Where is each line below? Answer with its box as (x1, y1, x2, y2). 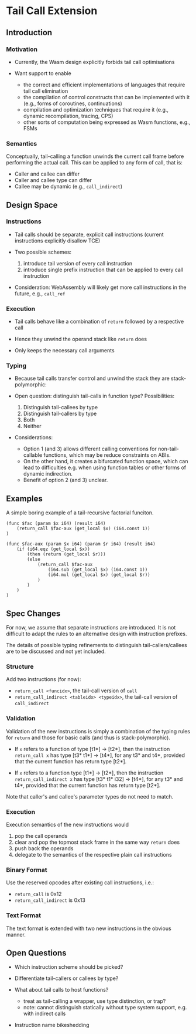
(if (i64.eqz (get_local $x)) (16, 546, 91, 553)
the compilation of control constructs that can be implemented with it (23, 93, 190, 100)
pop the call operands (14, 832, 68, 839)
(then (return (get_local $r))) (27, 551, 106, 557)
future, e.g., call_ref (14, 289, 66, 297)
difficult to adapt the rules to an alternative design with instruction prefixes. (6, 630, 187, 638)
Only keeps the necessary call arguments (14, 347, 115, 354)
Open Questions (6, 948, 67, 958)
